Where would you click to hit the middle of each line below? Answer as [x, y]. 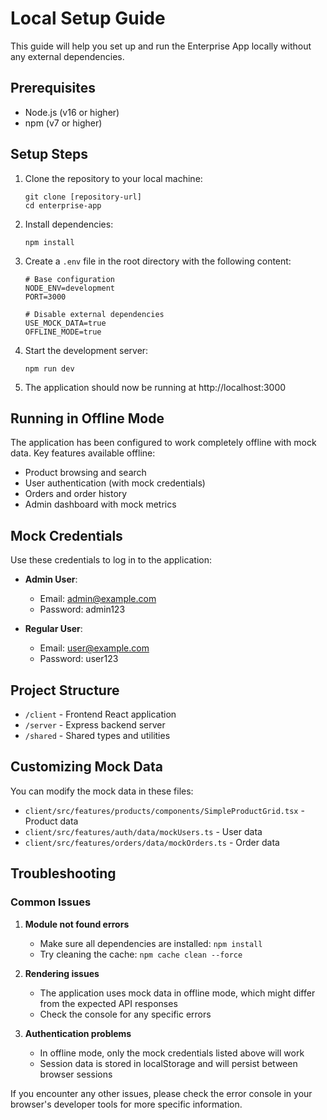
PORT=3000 [45, 297]
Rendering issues [62, 973]
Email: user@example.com [94, 648]
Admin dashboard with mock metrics [100, 504]
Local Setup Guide [88, 18]
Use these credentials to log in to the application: [111, 560]
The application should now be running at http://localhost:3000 [155, 387]
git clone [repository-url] [83, 197]
